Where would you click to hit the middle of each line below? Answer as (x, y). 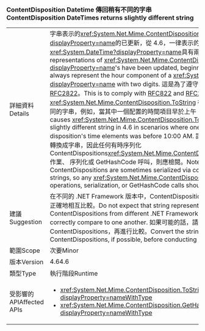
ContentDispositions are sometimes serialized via (120, 170)
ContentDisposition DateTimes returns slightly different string (100, 18)
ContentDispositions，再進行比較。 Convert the (117, 231)
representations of (76, 60)
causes (60, 120)
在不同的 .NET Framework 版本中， (100, 197)
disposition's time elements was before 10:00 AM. (122, 136)
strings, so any (71, 178)
